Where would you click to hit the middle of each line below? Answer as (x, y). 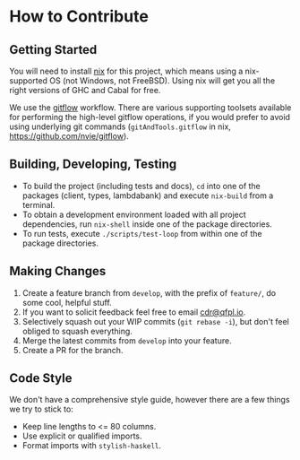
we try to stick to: (41, 409)
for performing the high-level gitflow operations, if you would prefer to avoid (150, 117)
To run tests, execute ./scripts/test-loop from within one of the (142, 233)
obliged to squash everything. (77, 331)
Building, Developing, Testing (93, 165)
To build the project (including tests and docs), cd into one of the (141, 186)
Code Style (41, 378)
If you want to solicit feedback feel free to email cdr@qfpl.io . (134, 312)
